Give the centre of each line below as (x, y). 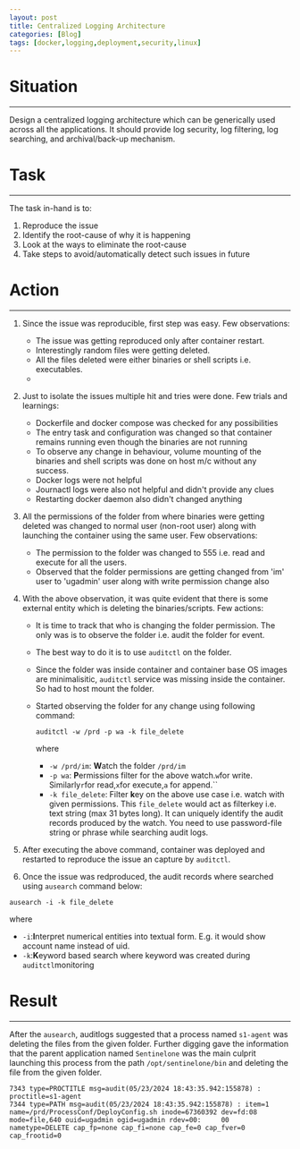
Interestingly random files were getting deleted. (123, 351)
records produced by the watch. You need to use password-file (166, 823)
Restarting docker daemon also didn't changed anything (139, 499)
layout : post (33, 17)
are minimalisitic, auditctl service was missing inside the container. (160, 679)
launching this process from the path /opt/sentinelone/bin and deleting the (149, 1063)
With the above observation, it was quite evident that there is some (145, 599)
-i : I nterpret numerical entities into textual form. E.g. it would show (144, 937)
